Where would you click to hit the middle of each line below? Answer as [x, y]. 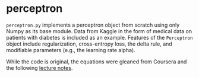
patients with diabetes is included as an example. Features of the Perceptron [99, 37]
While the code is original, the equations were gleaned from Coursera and [97, 62]
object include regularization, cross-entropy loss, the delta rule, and [89, 44]
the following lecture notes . [40, 68]
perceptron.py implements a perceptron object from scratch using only [93, 25]
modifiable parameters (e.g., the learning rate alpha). [71, 50]
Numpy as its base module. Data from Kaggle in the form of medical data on [99, 31]
